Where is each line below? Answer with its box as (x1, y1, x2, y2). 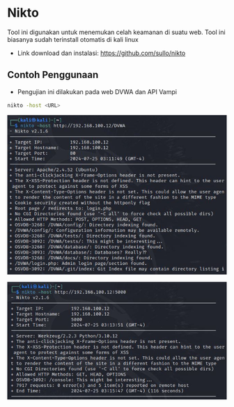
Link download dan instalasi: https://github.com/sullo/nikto (17, 49, 186, 57)
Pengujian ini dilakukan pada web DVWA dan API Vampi (17, 87, 178, 95)
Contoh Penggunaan (7, 69, 99, 81)
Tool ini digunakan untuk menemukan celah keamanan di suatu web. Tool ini (7, 28, 226, 36)
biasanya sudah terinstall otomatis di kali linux (7, 35, 139, 43)
